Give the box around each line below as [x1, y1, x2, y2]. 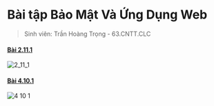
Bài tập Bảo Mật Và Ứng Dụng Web [7, 7, 208, 23]
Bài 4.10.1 [7, 76, 35, 85]
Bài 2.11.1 [7, 45, 33, 54]
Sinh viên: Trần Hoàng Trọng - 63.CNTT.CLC [23, 30, 151, 38]
